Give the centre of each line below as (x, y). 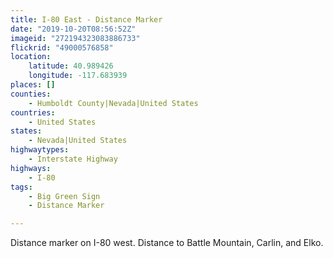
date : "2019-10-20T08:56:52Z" (73, 29)
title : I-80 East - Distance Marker (86, 19)
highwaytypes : (40, 150)
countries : (33, 112)
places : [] (33, 85)
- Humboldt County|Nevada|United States (113, 103)
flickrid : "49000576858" (62, 47)
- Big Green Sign (64, 196)
